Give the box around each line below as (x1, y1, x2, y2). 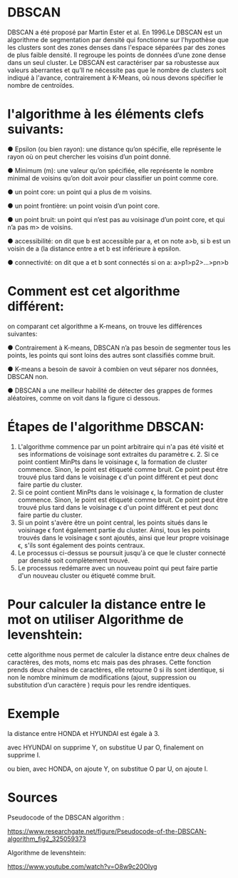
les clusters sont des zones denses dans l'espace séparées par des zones (7, 43, 226, 51)
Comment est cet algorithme (7, 283, 180, 300)
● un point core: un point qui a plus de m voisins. (7, 187, 152, 196)
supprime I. (7, 750, 41, 759)
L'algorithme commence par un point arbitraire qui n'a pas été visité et (17, 442, 224, 450)
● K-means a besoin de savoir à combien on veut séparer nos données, (7, 365, 219, 373)
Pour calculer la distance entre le (7, 596, 207, 612)
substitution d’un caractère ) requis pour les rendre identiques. (7, 680, 191, 689)
